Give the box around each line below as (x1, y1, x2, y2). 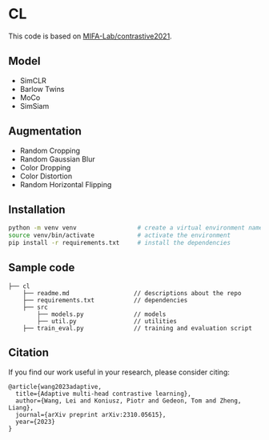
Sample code (8, 261, 75, 274)
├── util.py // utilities (37, 317, 178, 325)
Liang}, (8, 403, 34, 412)
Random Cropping (19, 146, 81, 155)
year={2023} (15, 418, 56, 426)
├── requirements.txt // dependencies (22, 296, 188, 304)
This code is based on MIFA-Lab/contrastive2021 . (8, 31, 172, 41)
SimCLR (19, 75, 46, 85)
